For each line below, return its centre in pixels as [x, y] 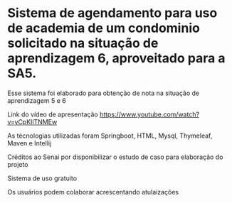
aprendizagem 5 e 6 [37, 100]
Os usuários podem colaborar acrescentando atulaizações [93, 192]
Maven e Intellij [30, 143]
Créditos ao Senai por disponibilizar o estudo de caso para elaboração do [115, 157]
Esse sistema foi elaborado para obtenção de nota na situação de [104, 93]
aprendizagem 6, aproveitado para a [116, 59]
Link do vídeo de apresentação [53, 114]
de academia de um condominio [104, 28]
